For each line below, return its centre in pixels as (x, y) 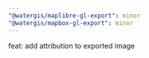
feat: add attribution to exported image (72, 45)
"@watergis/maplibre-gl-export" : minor (74, 15)
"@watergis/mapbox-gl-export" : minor (71, 23)
